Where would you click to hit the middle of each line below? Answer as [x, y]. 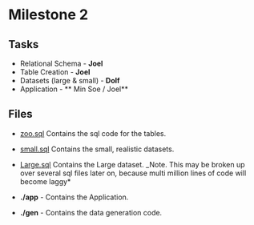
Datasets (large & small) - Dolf [70, 80]
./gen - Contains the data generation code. [91, 212]
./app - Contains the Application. [74, 197]
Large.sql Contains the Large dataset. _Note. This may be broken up [132, 164]
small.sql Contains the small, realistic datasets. [97, 149]
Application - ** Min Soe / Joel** [74, 89]
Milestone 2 [48, 15]
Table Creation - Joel [55, 72]
